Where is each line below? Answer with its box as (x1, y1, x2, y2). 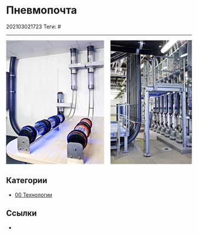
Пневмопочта (6, 4, 78, 17)
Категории (6, 176, 48, 186)
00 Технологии (14, 191, 52, 198)
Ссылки (6, 208, 37, 219)
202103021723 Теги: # (6, 23, 61, 30)
